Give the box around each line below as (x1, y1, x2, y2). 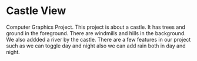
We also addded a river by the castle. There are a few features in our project (6, 36, 191, 43)
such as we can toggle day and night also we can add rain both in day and (6, 42, 186, 49)
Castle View (6, 4, 66, 18)
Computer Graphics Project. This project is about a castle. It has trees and (6, 23, 185, 30)
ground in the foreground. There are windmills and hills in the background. (6, 29, 186, 36)
